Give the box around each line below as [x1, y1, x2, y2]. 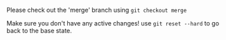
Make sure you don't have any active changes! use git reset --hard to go [6, 19, 220, 27]
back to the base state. [6, 27, 72, 34]
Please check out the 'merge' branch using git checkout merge [6, 6, 187, 14]
